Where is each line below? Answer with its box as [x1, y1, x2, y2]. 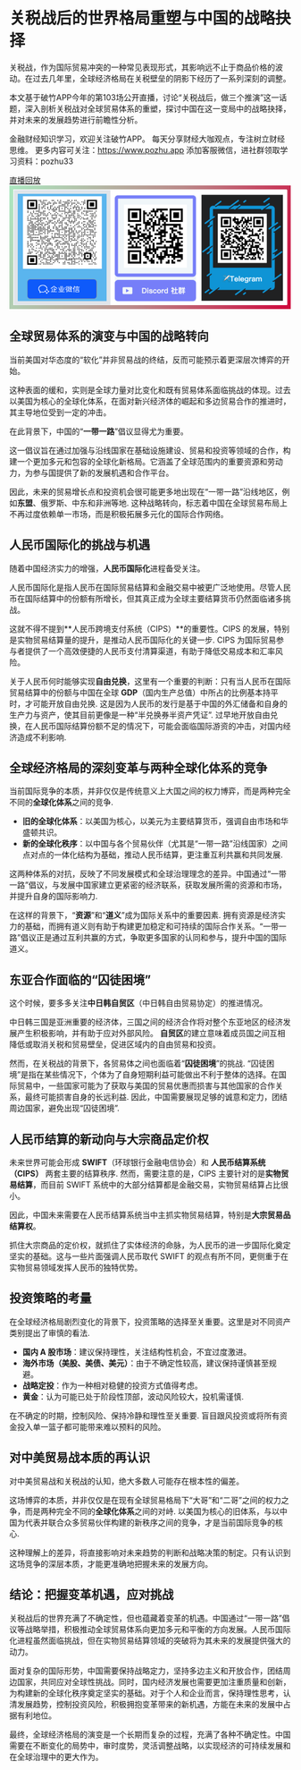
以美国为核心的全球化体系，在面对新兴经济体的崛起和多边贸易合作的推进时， [9, 396, 291, 406]
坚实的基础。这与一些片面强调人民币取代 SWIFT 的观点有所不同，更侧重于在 [9, 1251, 288, 1262]
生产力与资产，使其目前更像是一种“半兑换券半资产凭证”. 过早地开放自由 [9, 709, 271, 720]
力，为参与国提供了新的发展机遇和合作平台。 [9, 467, 174, 478]
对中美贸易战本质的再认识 [9, 1451, 150, 1466]
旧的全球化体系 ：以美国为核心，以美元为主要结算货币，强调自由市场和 [21, 816, 281, 827]
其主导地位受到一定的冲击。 [9, 406, 112, 417]
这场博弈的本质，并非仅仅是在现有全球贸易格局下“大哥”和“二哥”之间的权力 [9, 1494, 281, 1505]
